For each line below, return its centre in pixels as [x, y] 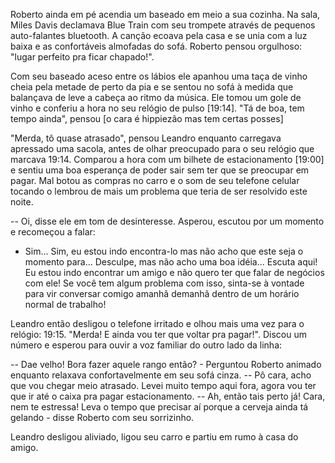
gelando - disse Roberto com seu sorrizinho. [102, 417]
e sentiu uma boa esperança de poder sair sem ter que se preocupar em [160, 170]
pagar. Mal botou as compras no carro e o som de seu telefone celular [155, 180]
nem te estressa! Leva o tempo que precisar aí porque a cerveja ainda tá [159, 407]
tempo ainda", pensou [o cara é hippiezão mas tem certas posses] [147, 118]
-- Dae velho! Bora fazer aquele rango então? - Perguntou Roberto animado [166, 364]
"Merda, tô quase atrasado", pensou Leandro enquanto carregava [146, 138]
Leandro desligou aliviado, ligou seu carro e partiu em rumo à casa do [154, 437]
